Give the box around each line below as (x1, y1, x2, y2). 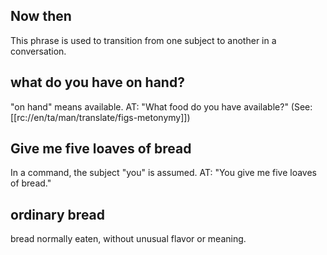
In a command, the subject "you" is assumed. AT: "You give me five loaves (10, 167, 317, 179)
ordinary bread (10, 206, 106, 223)
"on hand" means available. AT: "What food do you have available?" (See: (10, 100, 313, 113)
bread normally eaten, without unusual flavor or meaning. (10, 233, 247, 245)
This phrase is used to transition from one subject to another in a (10, 34, 277, 46)
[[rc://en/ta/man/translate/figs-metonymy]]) (10, 111, 191, 123)
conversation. (10, 45, 67, 57)
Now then (10, 8, 72, 25)
